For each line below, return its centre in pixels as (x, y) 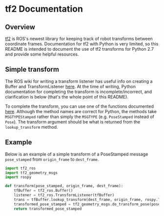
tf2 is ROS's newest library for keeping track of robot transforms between (79, 39)
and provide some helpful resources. (42, 54)
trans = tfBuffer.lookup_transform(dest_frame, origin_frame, (78, 199)
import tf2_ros (20, 168)
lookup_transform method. (31, 127)
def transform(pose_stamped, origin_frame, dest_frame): (64, 186)
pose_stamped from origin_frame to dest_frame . (52, 159)
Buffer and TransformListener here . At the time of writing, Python (70, 86)
